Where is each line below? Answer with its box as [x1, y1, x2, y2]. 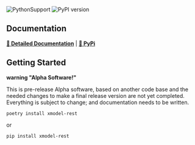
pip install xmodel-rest [6, 133, 69, 139]
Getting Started [6, 58, 66, 68]
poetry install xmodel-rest [6, 110, 78, 116]
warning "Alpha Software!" [6, 73, 77, 81]
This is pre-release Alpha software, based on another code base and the [6, 86, 189, 93]
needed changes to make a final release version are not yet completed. [6, 92, 185, 99]
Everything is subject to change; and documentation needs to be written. [6, 99, 190, 106]
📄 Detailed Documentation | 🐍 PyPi [6, 40, 96, 47]
